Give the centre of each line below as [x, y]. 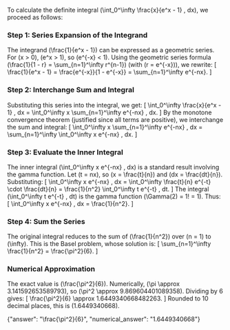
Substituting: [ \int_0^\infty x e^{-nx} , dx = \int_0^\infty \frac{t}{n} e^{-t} [109, 181]
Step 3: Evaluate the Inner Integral [65, 152]
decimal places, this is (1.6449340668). [63, 306]
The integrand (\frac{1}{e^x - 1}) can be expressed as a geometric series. [111, 50]
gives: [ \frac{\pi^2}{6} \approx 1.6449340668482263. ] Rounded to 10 [108, 298]
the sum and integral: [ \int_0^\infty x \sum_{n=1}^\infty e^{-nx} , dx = [105, 127]
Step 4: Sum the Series [46, 221]
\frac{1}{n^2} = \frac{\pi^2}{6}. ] [53, 251]
